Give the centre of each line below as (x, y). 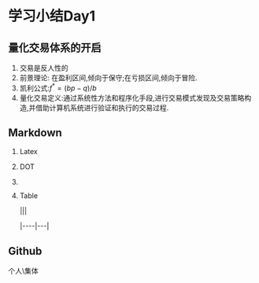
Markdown (35, 133)
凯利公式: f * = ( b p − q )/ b (58, 87)
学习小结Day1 (52, 16)
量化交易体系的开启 (55, 48)
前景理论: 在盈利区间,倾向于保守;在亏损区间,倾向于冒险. (109, 78)
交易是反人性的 (44, 68)
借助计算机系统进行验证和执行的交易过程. (102, 108)
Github (25, 251)
